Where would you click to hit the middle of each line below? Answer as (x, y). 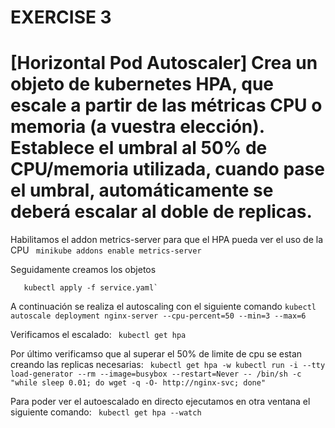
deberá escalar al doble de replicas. (161, 212)
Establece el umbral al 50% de (139, 148)
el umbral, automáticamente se (142, 190)
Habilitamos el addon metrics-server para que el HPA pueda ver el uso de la (166, 240)
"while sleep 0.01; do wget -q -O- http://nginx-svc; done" (138, 383)
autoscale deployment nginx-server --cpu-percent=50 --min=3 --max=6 (158, 316)
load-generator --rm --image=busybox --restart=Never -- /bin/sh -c (156, 374)
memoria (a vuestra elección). (137, 127)
